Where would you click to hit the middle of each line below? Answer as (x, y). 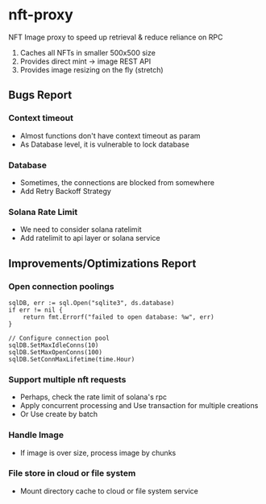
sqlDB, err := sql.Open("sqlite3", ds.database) (91, 303)
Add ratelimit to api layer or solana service (90, 238)
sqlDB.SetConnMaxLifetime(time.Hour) (72, 359)
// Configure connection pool (59, 338)
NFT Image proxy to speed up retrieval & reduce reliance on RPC (116, 37)
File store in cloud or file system (72, 473)
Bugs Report (40, 95)
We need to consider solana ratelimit (81, 229)
